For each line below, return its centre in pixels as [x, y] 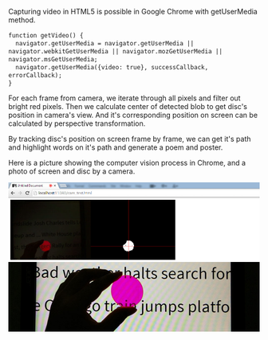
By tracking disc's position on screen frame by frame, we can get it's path [130, 139]
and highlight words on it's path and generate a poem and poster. [116, 147]
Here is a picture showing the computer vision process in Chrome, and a [127, 163]
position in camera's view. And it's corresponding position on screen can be [133, 115]
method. [22, 20]
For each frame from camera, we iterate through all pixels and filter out [124, 98]
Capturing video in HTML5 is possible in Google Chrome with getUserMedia [133, 12]
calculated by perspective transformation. [77, 123]
